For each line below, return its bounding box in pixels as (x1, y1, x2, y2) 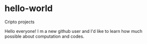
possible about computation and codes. (4, 33, 84, 39)
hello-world (4, 3, 53, 14)
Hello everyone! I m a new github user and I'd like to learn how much (4, 28, 143, 34)
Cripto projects (4, 19, 35, 25)
